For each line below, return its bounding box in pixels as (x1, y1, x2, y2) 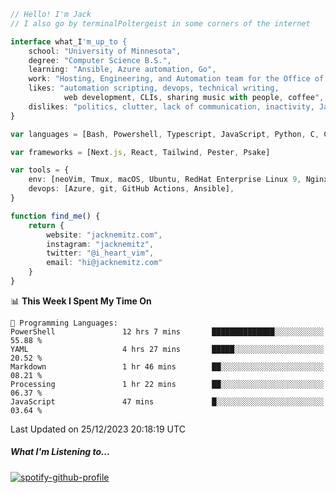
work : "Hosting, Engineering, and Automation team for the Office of (28, 74, 325, 84)
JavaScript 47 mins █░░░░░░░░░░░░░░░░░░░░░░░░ (10, 396, 325, 407)
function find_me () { (10, 211, 101, 221)
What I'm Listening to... (10, 446, 111, 458)
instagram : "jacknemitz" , (46, 239, 155, 249)
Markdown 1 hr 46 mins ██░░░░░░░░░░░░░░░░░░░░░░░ (10, 361, 325, 372)
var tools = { (10, 165, 70, 175)
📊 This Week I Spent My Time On (10, 295, 152, 307)
